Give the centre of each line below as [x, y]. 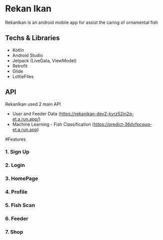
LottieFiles [23, 76]
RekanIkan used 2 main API [33, 104]
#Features [16, 139]
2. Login [15, 165]
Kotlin [18, 50]
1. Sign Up [17, 152]
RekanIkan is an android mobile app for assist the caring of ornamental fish [82, 22]
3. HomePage [22, 178]
